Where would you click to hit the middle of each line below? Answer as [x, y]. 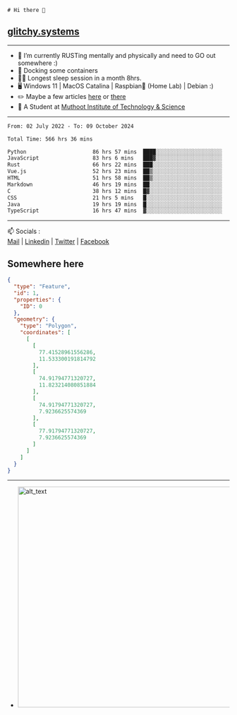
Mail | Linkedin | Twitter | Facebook [58, 242]
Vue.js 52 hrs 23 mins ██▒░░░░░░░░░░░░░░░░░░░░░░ [115, 172]
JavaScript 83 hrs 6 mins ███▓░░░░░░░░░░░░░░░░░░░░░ [115, 158]
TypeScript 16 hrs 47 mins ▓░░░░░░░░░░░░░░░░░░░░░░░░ [115, 211]
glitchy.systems [43, 32]
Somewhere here [46, 264]
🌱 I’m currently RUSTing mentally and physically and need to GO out [117, 55]
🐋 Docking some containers [58, 70]
